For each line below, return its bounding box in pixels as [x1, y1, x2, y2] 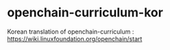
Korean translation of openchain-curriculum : [7, 27, 134, 36]
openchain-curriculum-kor [7, 5, 163, 21]
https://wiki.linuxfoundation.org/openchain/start [7, 34, 143, 42]
